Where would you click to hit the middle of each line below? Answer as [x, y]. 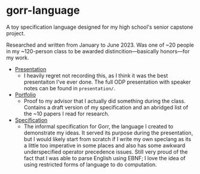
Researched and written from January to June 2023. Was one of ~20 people [100, 45]
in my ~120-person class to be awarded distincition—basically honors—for [98, 51]
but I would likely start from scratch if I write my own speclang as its [107, 139]
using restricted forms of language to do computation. [90, 164]
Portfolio [25, 94]
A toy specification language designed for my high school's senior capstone [100, 27]
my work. [18, 57]
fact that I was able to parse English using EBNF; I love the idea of [105, 158]
